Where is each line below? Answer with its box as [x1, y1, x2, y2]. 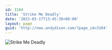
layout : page [5, 21, 32, 26]
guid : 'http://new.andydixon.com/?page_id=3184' [5, 26, 108, 31]
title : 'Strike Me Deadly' [5, 12, 61, 17]
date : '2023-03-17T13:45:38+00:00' [5, 16, 79, 21]
